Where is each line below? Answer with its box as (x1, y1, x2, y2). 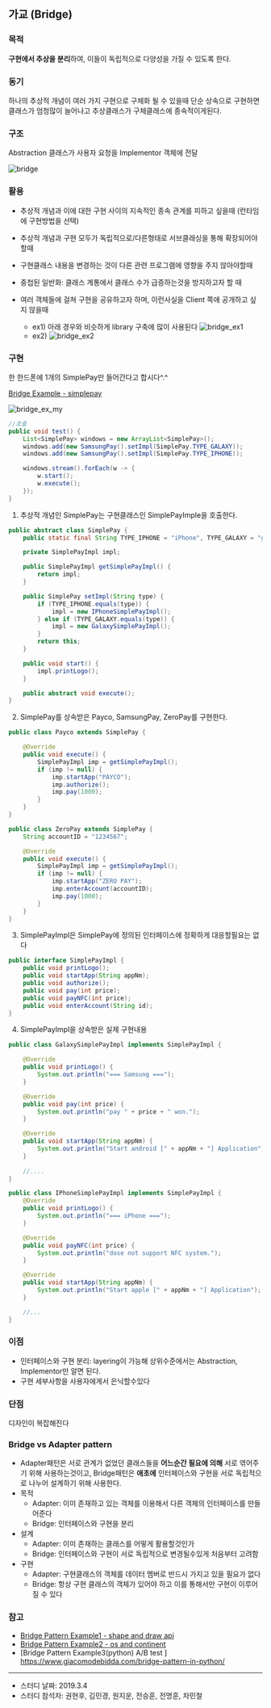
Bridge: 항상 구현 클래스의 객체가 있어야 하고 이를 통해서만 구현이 (31, 1580, 237, 1589)
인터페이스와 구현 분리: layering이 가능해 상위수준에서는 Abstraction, (19, 1356, 238, 1366)
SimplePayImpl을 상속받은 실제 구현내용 (19, 1025, 148, 1034)
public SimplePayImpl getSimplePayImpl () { (23, 563, 172, 571)
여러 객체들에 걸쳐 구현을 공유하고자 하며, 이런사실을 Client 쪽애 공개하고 (19, 294, 248, 304)
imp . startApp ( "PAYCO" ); (51, 773, 131, 781)
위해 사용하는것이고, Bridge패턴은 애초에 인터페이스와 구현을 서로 (28, 1468, 234, 1478)
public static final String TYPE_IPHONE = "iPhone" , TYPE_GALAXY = (23, 534, 254, 542)
